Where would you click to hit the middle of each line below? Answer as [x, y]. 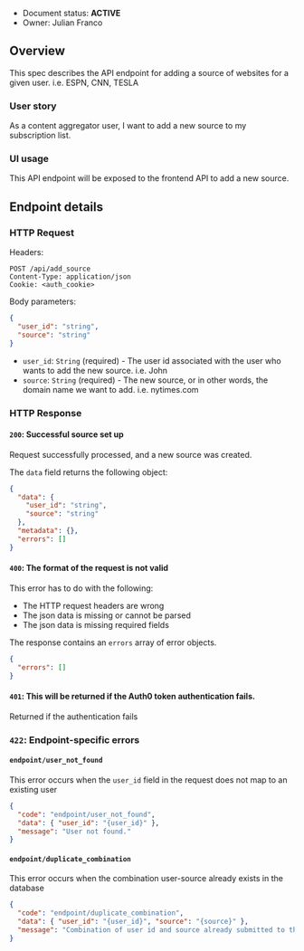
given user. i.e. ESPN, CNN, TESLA [74, 82]
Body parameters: [43, 301]
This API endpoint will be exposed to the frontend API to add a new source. [149, 178]
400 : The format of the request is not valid [89, 568]
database [27, 888]
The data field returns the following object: [89, 472]
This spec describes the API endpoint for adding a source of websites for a [149, 72]
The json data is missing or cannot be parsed [107, 615]
